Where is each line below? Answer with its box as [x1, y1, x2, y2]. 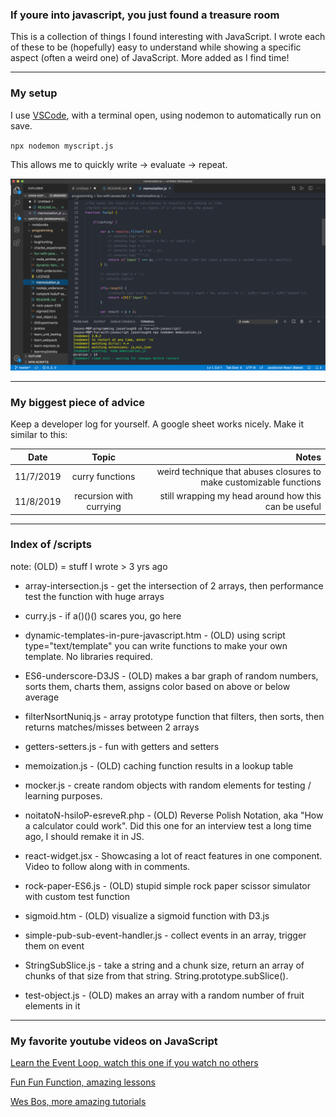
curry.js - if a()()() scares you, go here [24, 609, 182, 622]
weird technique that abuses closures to [156, 465, 322, 477]
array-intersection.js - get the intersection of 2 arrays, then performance [24, 579, 324, 592]
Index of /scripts [10, 538, 92, 552]
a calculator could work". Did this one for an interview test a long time [24, 819, 312, 832]
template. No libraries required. [24, 650, 153, 662]
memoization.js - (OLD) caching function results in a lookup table [24, 759, 294, 772]
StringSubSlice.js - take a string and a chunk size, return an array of [24, 959, 305, 971]
